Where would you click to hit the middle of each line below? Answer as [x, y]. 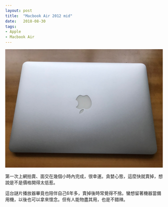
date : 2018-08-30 [25, 21]
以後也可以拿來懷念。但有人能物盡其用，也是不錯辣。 [73, 199]
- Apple [13, 32]
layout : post [19, 11]
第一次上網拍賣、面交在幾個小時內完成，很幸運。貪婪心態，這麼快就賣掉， [82, 176]
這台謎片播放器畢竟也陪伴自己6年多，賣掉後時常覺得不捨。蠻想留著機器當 [81, 193]
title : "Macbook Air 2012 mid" [39, 16]
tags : [11, 27]
